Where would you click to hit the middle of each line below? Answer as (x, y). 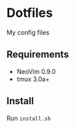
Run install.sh (29, 118)
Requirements (38, 55)
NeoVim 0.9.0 (36, 71)
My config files (28, 32)
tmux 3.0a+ (33, 79)
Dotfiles (30, 13)
